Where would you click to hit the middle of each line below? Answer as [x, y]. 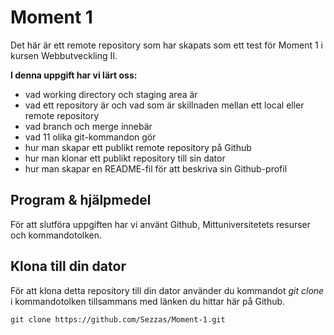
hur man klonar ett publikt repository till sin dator [125, 158]
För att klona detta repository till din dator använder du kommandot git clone [167, 290]
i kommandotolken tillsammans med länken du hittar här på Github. [148, 301]
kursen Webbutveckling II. [64, 55]
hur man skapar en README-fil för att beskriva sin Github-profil [156, 168]
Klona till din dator [68, 266]
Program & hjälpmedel [81, 200]
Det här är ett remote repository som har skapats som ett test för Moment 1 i [166, 45]
